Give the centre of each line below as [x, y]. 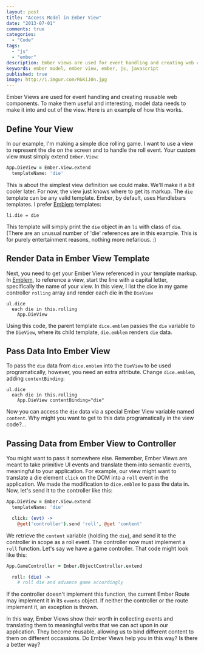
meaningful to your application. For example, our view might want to [91, 471]
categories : [21, 35]
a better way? [23, 645]
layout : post [23, 12]
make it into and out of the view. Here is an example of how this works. [95, 110]
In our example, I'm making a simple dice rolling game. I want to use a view [100, 143]
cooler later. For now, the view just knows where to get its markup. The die [100, 191]
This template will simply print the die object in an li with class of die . [94, 227]
